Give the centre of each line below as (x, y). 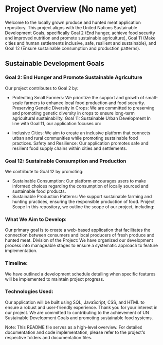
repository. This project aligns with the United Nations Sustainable (71, 27)
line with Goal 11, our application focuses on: (56, 123)
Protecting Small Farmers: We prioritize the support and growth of (78, 97)
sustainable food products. (39, 191)
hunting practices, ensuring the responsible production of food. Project (83, 201)
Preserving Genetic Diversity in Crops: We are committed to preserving (83, 108)
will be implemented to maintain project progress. (55, 279)
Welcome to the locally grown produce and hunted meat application (73, 22)
